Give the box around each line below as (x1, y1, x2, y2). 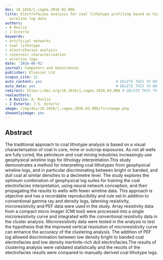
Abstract (5, 129, 33, 137)
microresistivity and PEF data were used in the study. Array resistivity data (5, 203, 154, 209)
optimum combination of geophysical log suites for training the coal (5, 177, 140, 183)
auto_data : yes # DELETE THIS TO (5, 83, 151, 89)
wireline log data (9, 16, 47, 21)
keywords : (5, 34, 25, 39)
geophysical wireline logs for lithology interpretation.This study (5, 157, 131, 163)
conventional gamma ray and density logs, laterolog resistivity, (5, 198, 130, 204)
